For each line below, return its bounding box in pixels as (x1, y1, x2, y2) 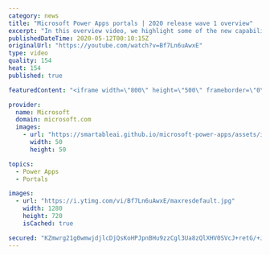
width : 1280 (22, 204, 63, 213)
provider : (8, 101, 42, 109)
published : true (8, 72, 63, 80)
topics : (8, 160, 35, 168)
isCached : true (22, 219, 74, 228)
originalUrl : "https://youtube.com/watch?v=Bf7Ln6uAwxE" (8, 42, 203, 50)
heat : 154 (8, 64, 42, 72)
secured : (8, 234, 38, 242)
